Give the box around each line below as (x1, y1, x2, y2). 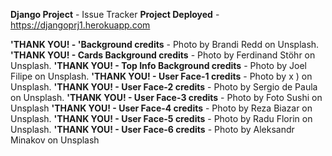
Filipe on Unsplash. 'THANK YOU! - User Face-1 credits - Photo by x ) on (10, 70, 313, 82)
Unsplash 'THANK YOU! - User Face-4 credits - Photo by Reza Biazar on (10, 102, 313, 114)
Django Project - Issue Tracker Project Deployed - (10, 9, 220, 20)
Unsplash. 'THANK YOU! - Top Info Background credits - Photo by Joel (10, 60, 307, 71)
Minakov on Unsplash (10, 134, 100, 146)
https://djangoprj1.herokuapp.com (10, 19, 151, 31)
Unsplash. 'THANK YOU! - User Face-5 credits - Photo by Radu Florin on (10, 113, 313, 124)
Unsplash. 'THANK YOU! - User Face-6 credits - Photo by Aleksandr (10, 124, 295, 135)
